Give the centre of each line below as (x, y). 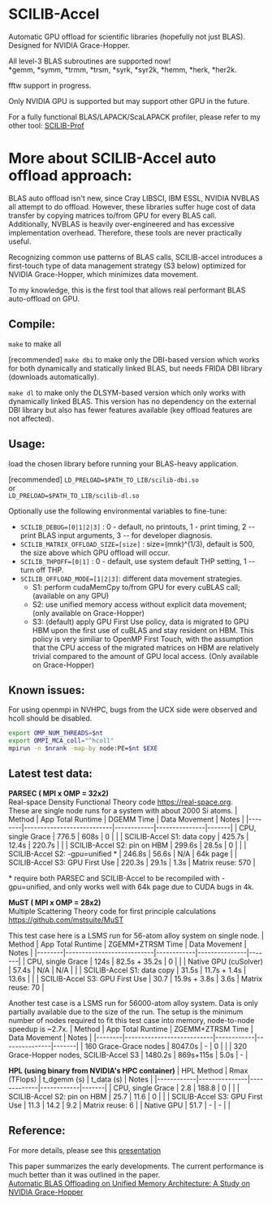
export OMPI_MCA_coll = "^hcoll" (61, 741)
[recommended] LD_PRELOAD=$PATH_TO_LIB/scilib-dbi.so (104, 479)
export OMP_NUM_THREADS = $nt (56, 733)
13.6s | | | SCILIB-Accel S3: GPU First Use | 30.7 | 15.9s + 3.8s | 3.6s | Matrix (136, 978)
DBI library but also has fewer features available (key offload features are (131, 410)
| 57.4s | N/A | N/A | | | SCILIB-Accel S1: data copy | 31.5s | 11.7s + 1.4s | (127, 970)
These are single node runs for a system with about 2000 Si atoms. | (123, 810)
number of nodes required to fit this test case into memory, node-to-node (132, 1020)
